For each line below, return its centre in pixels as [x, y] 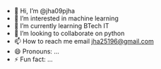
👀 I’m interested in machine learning [66, 18]
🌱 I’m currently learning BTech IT [61, 26]
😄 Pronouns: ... [37, 51]
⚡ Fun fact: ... [33, 59]
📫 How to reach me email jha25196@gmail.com [84, 41]
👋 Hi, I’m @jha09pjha [44, 11]
